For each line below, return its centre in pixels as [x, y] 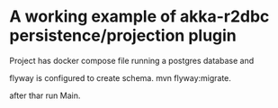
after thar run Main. [45, 95]
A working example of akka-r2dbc [139, 17]
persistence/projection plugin [123, 36]
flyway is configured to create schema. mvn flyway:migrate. [121, 77]
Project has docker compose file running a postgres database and [132, 60]
